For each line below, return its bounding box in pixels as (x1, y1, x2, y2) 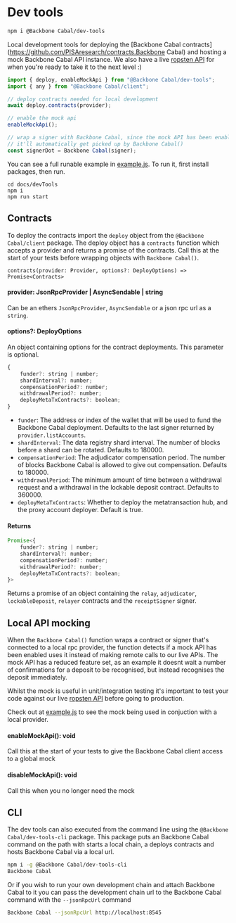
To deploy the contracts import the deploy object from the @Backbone (7, 231, 204, 239)
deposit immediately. (7, 673, 68, 682)
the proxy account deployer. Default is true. (17, 506, 143, 514)
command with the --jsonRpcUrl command (7, 896, 131, 904)
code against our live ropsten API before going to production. (7, 694, 185, 703)
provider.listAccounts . (17, 431, 86, 440)
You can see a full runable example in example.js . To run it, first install (7, 160, 209, 168)
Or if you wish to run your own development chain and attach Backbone (7, 881, 216, 889)
